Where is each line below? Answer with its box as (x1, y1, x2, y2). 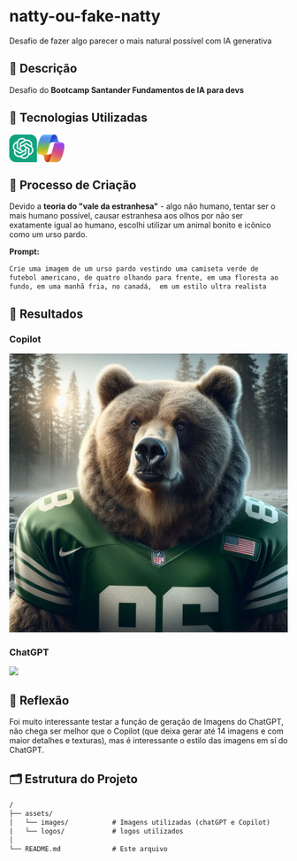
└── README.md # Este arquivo (9, 844, 168, 853)
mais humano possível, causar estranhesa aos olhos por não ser (9, 211, 244, 221)
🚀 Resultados (9, 306, 84, 321)
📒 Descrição (9, 61, 78, 76)
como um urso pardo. (9, 229, 88, 240)
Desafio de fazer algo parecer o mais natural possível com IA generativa (9, 35, 272, 46)
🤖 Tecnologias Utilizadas (9, 111, 148, 126)
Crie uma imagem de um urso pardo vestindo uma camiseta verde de (9, 265, 259, 273)
